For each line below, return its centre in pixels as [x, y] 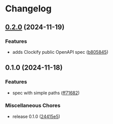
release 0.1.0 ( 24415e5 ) [36, 116]
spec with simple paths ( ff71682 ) [46, 93]
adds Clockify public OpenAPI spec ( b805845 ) [60, 52]
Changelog [28, 9]
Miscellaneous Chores [33, 106]
